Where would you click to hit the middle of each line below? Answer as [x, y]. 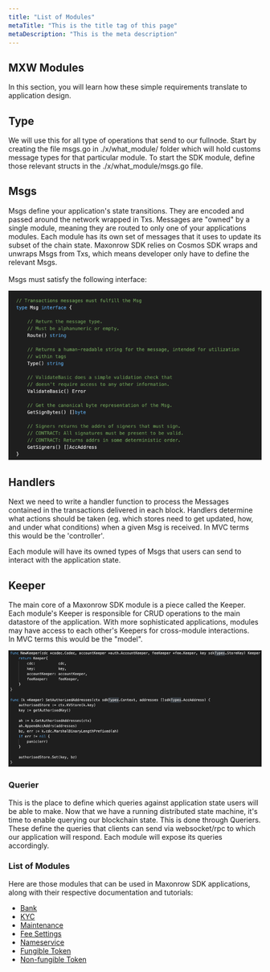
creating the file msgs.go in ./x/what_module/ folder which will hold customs [135, 149]
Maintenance [42, 925]
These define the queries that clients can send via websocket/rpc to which [132, 828]
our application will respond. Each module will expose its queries [115, 837]
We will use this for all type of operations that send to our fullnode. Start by [133, 140]
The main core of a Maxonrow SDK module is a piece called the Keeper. [127, 605]
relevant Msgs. [33, 262]
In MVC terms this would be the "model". [76, 639]
